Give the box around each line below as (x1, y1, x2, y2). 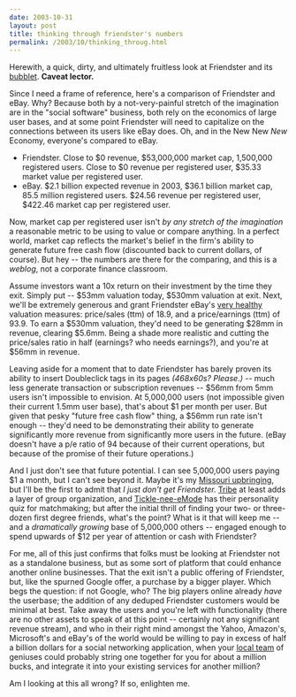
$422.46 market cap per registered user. (21, 200, 171, 211)
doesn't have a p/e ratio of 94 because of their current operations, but (9, 439, 265, 449)
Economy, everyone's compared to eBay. (9, 135, 159, 146)
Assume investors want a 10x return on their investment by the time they (9, 280, 272, 292)
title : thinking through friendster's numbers (9, 29, 184, 38)
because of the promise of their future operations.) (9, 448, 194, 459)
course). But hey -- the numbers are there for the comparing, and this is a (9, 254, 277, 265)
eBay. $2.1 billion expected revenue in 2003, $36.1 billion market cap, (21, 180, 273, 191)
